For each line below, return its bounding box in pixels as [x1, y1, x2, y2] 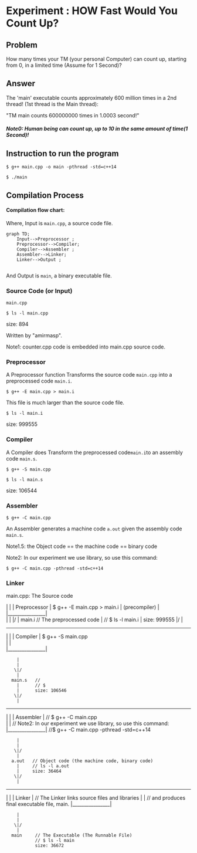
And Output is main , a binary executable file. [6, 272, 113, 279]
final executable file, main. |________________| [6, 801, 113, 808]
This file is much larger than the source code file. [6, 399, 125, 406]
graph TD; [6, 231, 30, 237]
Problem [6, 40, 38, 50]
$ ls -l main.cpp [6, 310, 49, 316]
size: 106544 [6, 487, 38, 494]
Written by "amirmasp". [6, 332, 63, 339]
